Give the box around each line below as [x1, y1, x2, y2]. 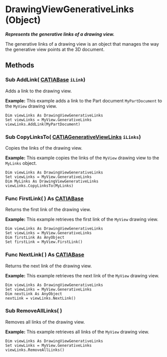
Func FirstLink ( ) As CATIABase [5, 195, 84, 202]
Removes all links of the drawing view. [5, 318, 85, 325]
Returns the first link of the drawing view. [5, 206, 91, 212]
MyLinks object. [5, 160, 37, 166]
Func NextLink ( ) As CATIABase [5, 251, 85, 258]
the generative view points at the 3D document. [5, 46, 105, 52]
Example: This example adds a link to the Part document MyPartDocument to [5, 97, 162, 103]
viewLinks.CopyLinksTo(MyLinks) [5, 183, 74, 188]
